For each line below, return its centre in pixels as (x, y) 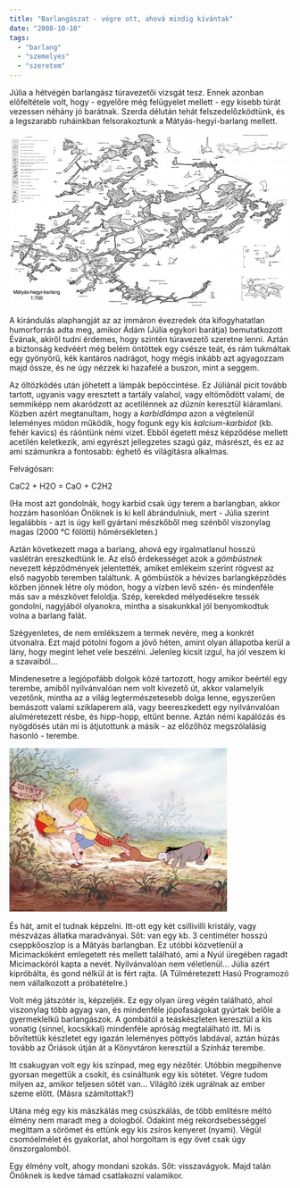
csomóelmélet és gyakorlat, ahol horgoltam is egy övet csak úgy (128, 1139)
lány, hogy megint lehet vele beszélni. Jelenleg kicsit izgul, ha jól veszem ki (147, 652)
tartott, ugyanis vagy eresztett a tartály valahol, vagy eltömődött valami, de (147, 394)
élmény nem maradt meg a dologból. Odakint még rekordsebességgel (137, 1120)
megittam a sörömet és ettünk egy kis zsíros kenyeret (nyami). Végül (135, 1129)
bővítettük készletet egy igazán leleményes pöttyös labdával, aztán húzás (145, 1038)
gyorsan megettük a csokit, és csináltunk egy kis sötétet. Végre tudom (138, 1075)
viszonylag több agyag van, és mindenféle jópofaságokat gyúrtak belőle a (145, 1010)
